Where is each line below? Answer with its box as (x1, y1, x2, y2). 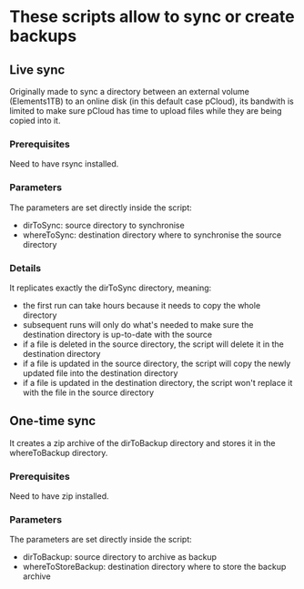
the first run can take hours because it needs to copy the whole (22, 300, 261, 310)
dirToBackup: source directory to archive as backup (22, 552, 217, 563)
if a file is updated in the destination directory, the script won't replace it (22, 377, 293, 388)
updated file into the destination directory (22, 367, 178, 379)
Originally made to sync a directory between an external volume (9, 86, 250, 96)
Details (9, 261, 42, 274)
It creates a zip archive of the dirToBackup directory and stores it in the (9, 437, 276, 448)
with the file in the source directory (22, 387, 155, 398)
